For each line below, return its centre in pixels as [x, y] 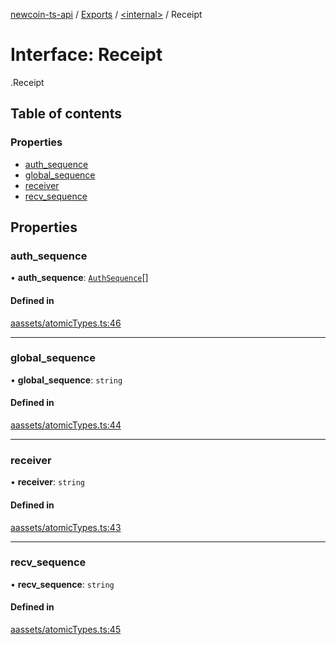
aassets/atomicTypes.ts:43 [66, 527]
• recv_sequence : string [62, 584]
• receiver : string [48, 482]
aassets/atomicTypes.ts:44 [66, 425]
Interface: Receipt [86, 55]
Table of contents [66, 114]
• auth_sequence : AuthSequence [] [79, 278]
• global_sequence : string [66, 380]
